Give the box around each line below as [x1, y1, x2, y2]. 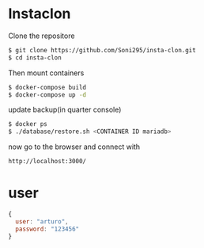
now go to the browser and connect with [8, 142, 141, 151]
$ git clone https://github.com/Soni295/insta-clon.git [8, 46, 196, 54]
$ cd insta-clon [8, 53, 62, 62]
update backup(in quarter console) [8, 105, 122, 115]
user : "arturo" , [15, 217, 69, 226]
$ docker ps [8, 120, 47, 128]
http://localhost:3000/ [8, 158, 87, 166]
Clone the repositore [8, 31, 75, 40]
